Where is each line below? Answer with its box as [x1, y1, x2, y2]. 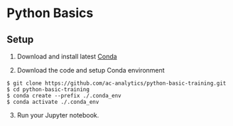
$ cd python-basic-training [6, 86, 90, 93]
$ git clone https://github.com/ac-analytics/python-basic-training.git [6, 80, 227, 87]
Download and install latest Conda [16, 52, 118, 61]
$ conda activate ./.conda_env [6, 98, 99, 105]
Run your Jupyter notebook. [16, 111, 99, 119]
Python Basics [6, 5, 94, 21]
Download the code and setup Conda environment [16, 66, 165, 74]
